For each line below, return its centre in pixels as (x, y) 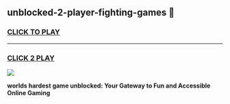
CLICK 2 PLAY (31, 57)
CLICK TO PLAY (34, 32)
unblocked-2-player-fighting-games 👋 (91, 13)
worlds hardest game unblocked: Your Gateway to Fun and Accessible (109, 86)
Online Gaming (29, 92)
